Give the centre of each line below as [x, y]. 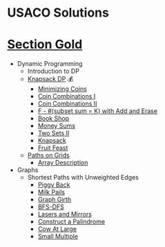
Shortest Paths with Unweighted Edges [83, 178]
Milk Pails [51, 192]
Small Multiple [58, 237]
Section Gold [45, 45]
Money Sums [57, 126]
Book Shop [54, 119]
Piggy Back [54, 185]
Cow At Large [57, 229]
